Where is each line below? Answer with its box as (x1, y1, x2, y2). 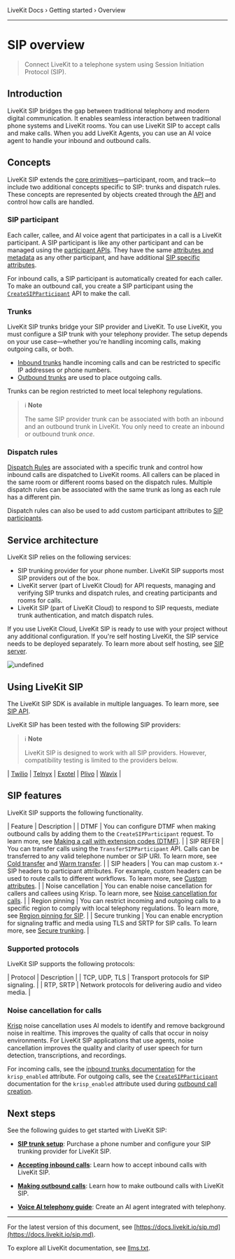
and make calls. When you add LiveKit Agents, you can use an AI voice (7, 129, 212, 137)
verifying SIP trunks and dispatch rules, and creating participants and (17, 589, 218, 598)
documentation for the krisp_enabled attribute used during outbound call (7, 1080, 218, 1088)
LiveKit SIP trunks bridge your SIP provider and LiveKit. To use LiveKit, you (7, 322, 222, 331)
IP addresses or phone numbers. (17, 366, 112, 374)
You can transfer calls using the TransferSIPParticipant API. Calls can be (7, 844, 220, 853)
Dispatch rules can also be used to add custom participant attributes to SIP (7, 507, 223, 515)
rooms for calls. (17, 596, 63, 605)
